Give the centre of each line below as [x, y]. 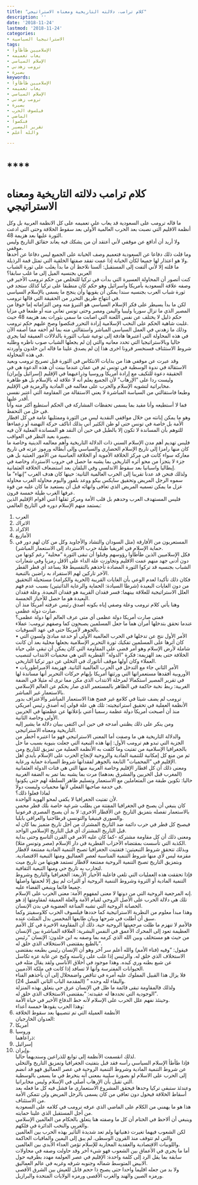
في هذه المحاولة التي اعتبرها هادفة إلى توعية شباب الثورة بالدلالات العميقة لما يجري [98, 336]
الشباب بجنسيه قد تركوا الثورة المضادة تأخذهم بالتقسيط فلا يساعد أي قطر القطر [103, 567]
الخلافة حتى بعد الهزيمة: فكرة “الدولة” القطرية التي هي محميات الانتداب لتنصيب [102, 655]
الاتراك [22, 523]
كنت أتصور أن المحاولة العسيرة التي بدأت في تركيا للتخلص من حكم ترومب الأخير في [99, 279]
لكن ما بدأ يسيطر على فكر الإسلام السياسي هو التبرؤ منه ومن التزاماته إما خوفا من [96, 304]
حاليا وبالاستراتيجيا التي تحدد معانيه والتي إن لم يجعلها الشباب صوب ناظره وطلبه [93, 342]
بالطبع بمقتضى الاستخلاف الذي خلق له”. [59, 943]
